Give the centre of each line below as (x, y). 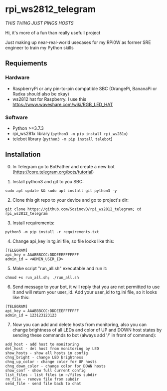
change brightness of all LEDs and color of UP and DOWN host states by (87, 330)
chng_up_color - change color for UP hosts (51, 362)
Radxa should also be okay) (41, 94)
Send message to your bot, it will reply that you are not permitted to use (86, 287)
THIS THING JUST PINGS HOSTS (39, 23)
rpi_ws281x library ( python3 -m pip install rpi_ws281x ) (70, 133)
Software (17, 117)
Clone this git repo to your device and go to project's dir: (70, 200)
